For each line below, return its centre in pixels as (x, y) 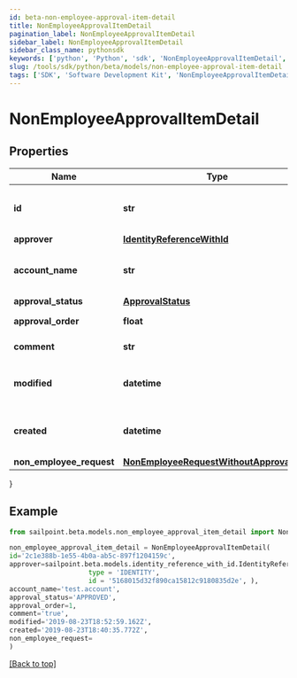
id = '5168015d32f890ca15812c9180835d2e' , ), (173, 581)
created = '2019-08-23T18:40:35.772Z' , (79, 630)
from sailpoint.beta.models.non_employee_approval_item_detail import (142, 532)
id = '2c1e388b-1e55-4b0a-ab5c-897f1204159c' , (92, 556)
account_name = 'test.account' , (65, 589)
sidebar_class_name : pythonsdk (67, 51)
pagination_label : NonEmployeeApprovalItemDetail (103, 34)
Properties (39, 152)
